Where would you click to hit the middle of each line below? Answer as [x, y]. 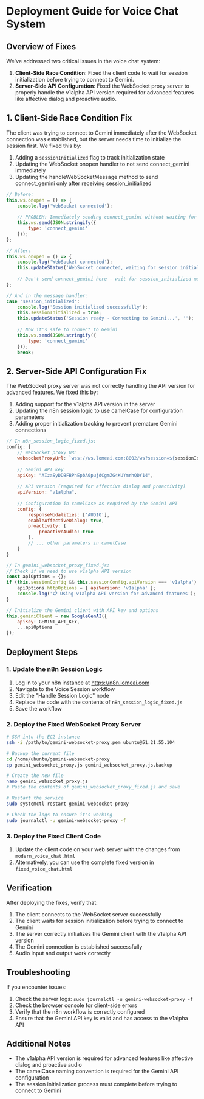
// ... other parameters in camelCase [77, 543]
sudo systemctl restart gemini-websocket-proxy [68, 804]
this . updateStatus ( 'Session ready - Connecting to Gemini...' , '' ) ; [106, 318]
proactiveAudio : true [66, 532]
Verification [29, 888]
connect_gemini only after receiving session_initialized [83, 183]
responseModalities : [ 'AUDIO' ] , [69, 515]
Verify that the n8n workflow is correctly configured [80, 1011]
